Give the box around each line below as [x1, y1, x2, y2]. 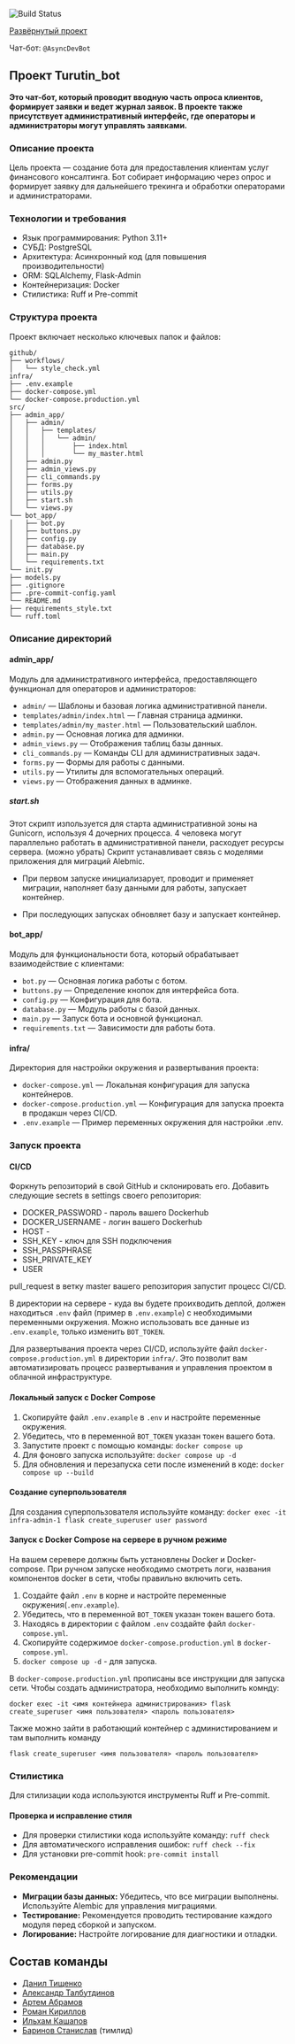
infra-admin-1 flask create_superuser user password [9, 1516, 208, 1524]
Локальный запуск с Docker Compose [9, 1392, 156, 1402]
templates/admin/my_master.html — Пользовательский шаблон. [21, 719, 258, 729]
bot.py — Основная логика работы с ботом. [21, 976, 188, 986]
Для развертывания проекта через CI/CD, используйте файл [9, 1344, 238, 1354]
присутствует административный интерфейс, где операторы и [9, 111, 256, 121]
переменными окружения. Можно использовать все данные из [9, 1317, 250, 1328]
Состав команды [9, 1955, 109, 1970]
